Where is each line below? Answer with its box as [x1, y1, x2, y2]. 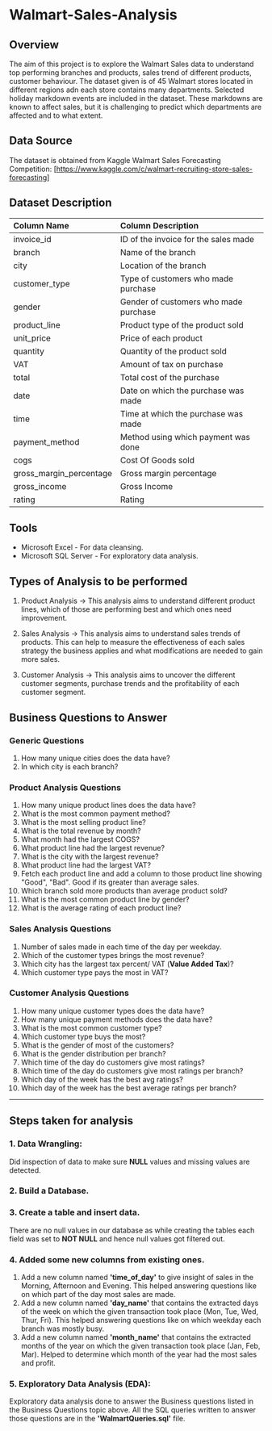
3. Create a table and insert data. [9, 1207, 140, 1218]
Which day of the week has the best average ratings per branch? [20, 1083, 237, 1093]
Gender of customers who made [119, 296, 243, 308]
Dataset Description [9, 196, 112, 210]
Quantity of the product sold [119, 345, 227, 357]
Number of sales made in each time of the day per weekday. [20, 942, 222, 952]
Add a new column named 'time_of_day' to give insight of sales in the [20, 1273, 253, 1282]
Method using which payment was [119, 431, 251, 442]
